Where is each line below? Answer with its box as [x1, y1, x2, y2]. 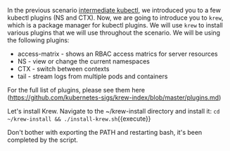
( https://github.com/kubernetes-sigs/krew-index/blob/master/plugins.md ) [7, 93, 222, 102]
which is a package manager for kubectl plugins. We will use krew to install [7, 21, 223, 29]
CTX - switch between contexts [17, 65, 110, 73]
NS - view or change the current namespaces [17, 57, 150, 66]
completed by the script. [7, 135, 79, 144]
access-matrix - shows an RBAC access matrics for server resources [17, 49, 218, 58]
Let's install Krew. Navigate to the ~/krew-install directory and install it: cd [7, 107, 220, 115]
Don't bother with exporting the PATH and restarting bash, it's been [7, 128, 203, 136]
